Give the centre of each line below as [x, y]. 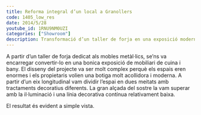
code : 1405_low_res [31, 17]
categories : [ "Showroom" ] [38, 34]
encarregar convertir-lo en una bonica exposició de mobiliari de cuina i [94, 63]
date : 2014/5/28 [26, 23]
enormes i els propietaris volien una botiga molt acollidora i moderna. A [94, 75]
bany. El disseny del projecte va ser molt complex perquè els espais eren [96, 69]
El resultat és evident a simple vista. [50, 106]
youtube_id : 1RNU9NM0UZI [37, 28]
